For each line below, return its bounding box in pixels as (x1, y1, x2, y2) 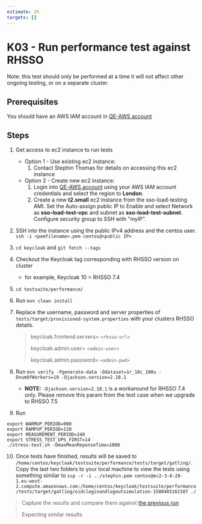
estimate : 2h (7, 8, 40, 15)
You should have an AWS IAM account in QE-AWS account (7, 113, 152, 120)
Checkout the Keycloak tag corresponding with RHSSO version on (15, 256, 179, 263)
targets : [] (7, 14, 37, 20)
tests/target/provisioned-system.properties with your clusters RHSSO (15, 315, 194, 322)
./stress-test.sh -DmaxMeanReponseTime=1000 (7, 442, 120, 448)
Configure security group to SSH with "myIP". (33, 215, 147, 223)
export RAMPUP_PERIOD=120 (7, 427, 72, 433)
